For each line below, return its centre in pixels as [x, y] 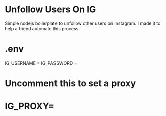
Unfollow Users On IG [50, 9]
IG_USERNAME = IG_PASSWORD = [41, 63]
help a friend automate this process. [42, 28]
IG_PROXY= [30, 106]
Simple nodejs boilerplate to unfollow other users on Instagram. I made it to [83, 23]
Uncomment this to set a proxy [70, 83]
